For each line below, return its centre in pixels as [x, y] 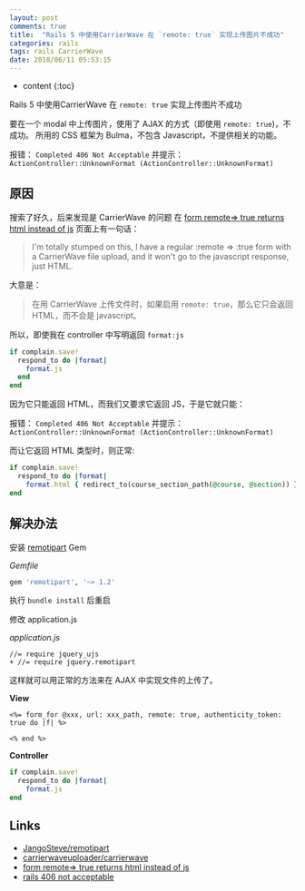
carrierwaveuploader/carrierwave [85, 857]
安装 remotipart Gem [48, 547]
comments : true [38, 26]
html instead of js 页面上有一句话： [74, 229]
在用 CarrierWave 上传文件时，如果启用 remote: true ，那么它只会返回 [162, 304]
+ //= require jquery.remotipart [73, 662]
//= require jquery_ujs [54, 654]
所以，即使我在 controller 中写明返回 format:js [97, 334]
